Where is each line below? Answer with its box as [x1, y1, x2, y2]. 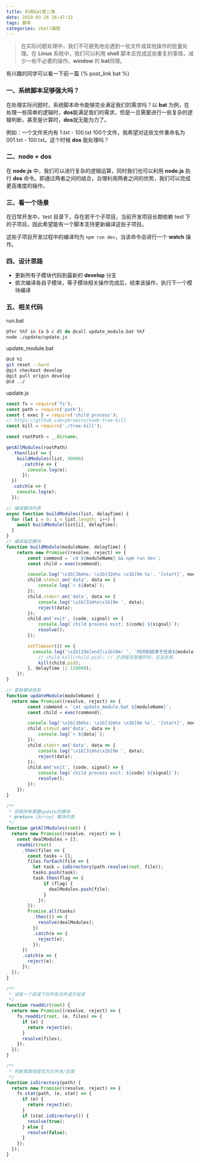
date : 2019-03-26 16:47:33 [6, 14, 73, 20]
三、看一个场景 [6, 198, 49, 206]
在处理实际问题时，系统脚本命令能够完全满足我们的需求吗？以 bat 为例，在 [6, 101, 190, 108]
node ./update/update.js [6, 334, 68, 340]
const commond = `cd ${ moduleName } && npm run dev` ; [27, 555, 161, 561]
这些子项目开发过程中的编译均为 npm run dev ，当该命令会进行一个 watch [6, 233, 185, 240]
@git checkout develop [6, 367, 62, 373]
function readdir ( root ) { [6, 1003, 70, 1009]
